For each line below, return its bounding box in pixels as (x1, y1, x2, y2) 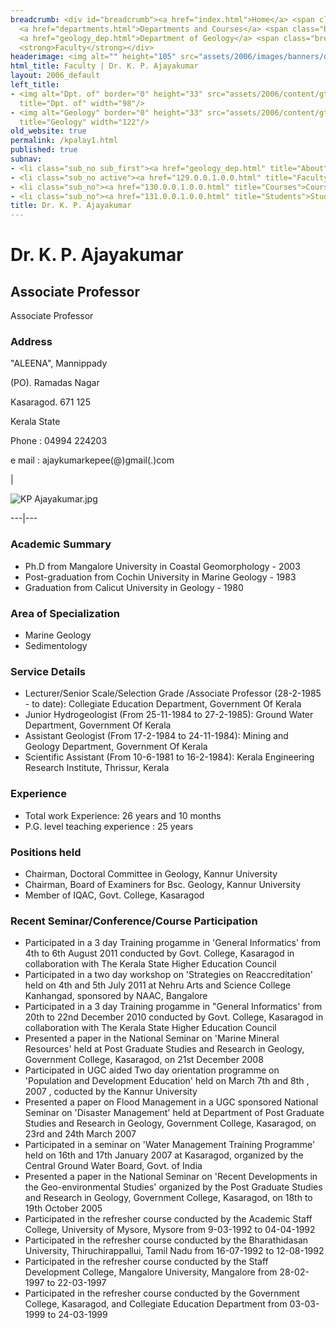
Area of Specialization (10, 606, 120, 620)
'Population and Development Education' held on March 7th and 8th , (24, 1075, 310, 1087)
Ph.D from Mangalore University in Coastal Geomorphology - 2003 (24, 560, 301, 572)
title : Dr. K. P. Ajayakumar (10, 201, 132, 211)
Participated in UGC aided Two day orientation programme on (24, 1064, 280, 1076)
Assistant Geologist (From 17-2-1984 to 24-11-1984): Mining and (24, 730, 289, 742)
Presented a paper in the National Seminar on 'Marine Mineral (24, 1032, 280, 1045)
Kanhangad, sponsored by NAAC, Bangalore (24, 990, 208, 1002)
